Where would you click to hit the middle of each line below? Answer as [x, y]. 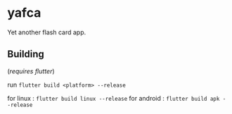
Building [26, 54]
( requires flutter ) [31, 71]
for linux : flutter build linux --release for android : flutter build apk [114, 98]
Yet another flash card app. [47, 32]
